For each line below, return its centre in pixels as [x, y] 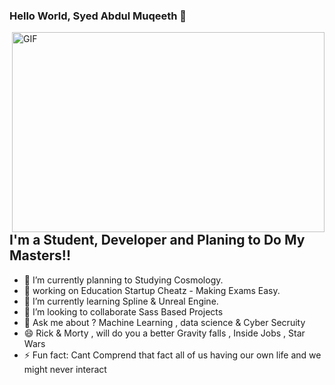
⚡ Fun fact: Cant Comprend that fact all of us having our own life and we [172, 355]
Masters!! [40, 255]
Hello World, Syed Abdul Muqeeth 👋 [98, 16]
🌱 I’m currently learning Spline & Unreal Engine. [121, 301]
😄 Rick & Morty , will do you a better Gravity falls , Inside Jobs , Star [164, 333]
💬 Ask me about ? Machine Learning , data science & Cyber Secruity [164, 322]
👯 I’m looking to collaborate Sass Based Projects [123, 311]
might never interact [65, 369]
